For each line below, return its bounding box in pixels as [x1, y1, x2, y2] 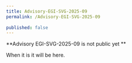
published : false [6, 24, 48, 31]
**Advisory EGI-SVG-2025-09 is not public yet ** [6, 40, 127, 47]
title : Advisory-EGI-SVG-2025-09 [6, 8, 88, 14]
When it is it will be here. [6, 51, 65, 58]
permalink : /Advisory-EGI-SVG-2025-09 [6, 14, 100, 20]
